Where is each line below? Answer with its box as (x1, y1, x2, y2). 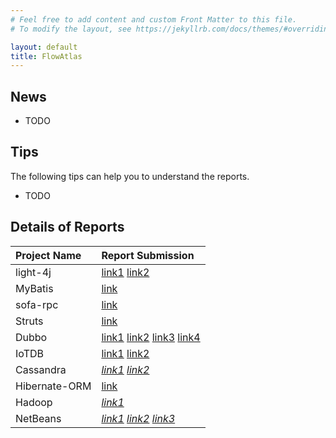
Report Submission (101, 248, 195, 262)
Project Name (15, 248, 82, 262)
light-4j (15, 265, 52, 279)
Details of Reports (10, 219, 125, 236)
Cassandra (15, 362, 67, 376)
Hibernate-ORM (15, 379, 92, 393)
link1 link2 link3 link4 (101, 330, 201, 344)
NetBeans (15, 411, 62, 425)
